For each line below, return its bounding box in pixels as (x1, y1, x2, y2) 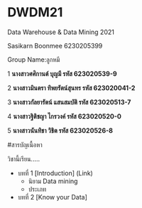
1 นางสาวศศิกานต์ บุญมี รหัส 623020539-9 (7, 69, 117, 78)
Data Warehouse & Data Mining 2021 (7, 28, 115, 36)
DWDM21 (7, 4, 63, 21)
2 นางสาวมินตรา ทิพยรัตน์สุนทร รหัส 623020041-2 (7, 83, 136, 92)
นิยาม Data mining (28, 177, 78, 185)
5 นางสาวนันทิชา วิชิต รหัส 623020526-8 (7, 126, 114, 135)
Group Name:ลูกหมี (7, 55, 60, 64)
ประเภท (28, 185, 47, 193)
